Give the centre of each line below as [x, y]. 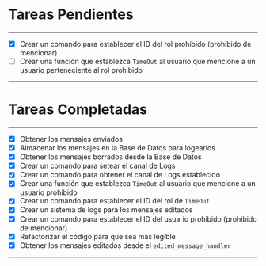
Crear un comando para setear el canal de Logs [97, 166]
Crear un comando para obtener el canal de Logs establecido [120, 175]
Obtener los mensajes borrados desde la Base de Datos [110, 157]
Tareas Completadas [78, 110]
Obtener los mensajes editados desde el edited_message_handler [125, 245]
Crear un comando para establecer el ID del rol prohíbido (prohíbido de [135, 44]
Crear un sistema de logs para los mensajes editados [106, 210]
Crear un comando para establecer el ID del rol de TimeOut [114, 201]
